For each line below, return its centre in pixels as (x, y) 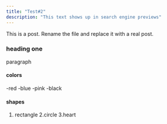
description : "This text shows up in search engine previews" (84, 17)
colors (14, 75)
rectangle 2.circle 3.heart (45, 115)
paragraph (19, 62)
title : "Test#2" (26, 11)
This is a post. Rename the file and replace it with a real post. (80, 33)
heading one (24, 49)
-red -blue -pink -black (34, 88)
